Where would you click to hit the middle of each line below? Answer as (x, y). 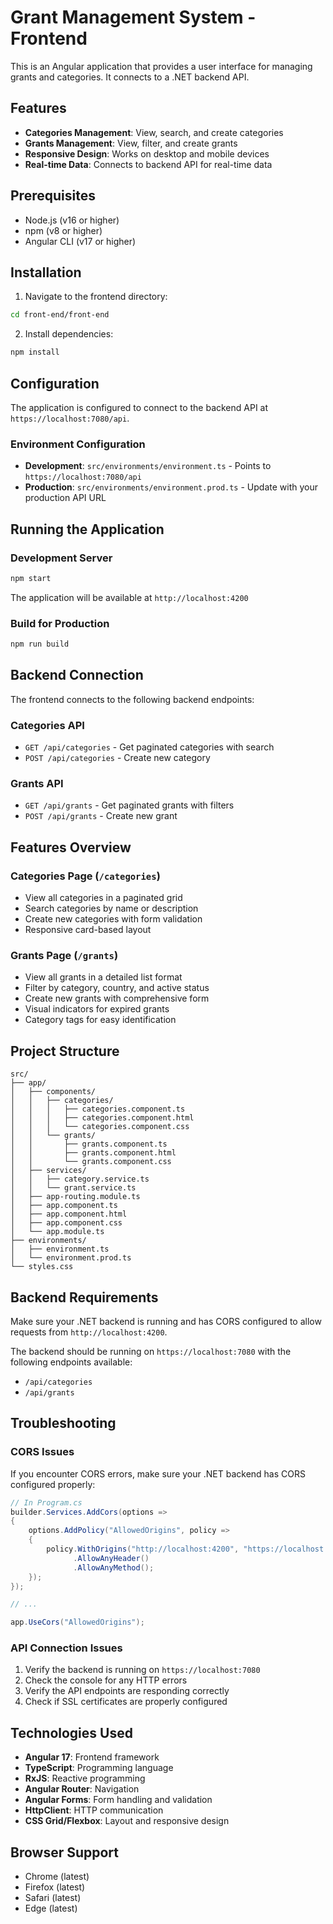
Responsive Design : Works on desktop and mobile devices (147, 153)
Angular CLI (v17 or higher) (80, 241)
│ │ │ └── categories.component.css (100, 1127)
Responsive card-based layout (88, 930)
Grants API (37, 783)
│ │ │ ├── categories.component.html (102, 1118)
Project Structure (65, 1051)
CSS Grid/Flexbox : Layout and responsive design (127, 1821)
